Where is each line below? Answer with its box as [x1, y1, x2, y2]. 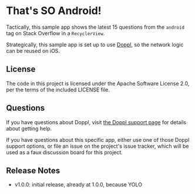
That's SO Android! [6, 4, 102, 18]
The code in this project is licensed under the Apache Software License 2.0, [6, 80, 190, 87]
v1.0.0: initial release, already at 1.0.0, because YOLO [14, 181, 143, 188]
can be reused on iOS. [6, 47, 60, 54]
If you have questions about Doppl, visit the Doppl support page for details [6, 118, 187, 125]
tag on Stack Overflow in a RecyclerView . [6, 29, 105, 36]
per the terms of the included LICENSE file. [6, 86, 110, 93]
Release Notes [6, 165, 60, 175]
